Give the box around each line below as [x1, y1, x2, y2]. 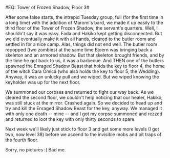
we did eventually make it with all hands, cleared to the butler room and [5, 36, 156, 42]
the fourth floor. [5, 137, 38, 143]
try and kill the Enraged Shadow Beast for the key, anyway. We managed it [5, 106, 162, 111]
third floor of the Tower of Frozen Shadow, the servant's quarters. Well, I [5, 25, 158, 31]
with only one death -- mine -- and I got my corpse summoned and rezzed [5, 111, 163, 117]
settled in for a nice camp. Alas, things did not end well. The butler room [5, 41, 158, 47]
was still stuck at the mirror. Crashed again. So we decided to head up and [5, 100, 162, 106]
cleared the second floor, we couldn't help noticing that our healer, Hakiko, [5, 94, 163, 100]
